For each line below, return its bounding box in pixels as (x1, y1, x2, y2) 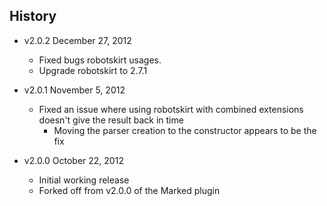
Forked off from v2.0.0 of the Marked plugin (38, 184, 221, 196)
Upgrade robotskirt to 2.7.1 (38, 64, 148, 76)
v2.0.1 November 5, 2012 (23, 84, 126, 96)
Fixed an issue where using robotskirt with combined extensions (38, 103, 304, 115)
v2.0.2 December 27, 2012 (23, 34, 132, 46)
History (9, 8, 57, 25)
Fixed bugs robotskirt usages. (38, 54, 162, 66)
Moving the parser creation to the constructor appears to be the (53, 124, 317, 136)
